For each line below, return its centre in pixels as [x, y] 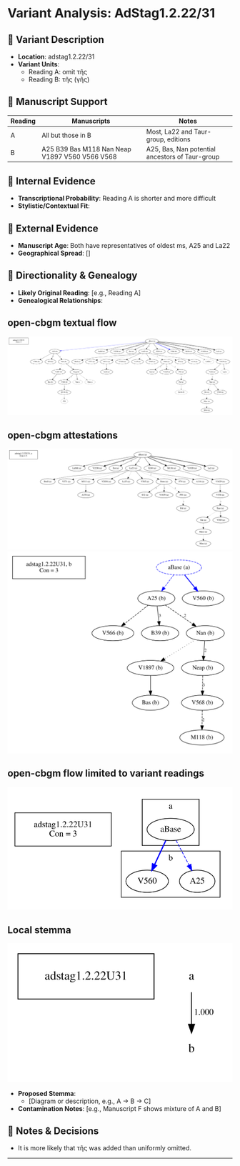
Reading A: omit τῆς [58, 72]
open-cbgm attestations [63, 435]
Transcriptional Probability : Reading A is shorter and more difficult [117, 199]
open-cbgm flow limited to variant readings [106, 773]
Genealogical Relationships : [60, 300]
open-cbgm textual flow [62, 323]
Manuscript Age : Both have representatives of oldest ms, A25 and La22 [124, 245]
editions [179, 139]
